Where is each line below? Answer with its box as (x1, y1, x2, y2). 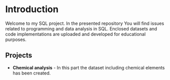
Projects (5, 51, 32, 60)
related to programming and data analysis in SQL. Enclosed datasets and (5, 25, 157, 31)
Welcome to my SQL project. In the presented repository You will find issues (5, 20, 164, 26)
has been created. (12, 70, 51, 76)
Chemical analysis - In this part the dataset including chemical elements (12, 64, 165, 70)
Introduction (5, 4, 59, 15)
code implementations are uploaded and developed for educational (5, 31, 146, 37)
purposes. (5, 36, 27, 43)
